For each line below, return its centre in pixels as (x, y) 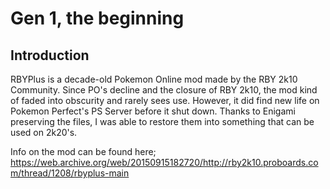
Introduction (50, 55)
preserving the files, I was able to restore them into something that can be (162, 121)
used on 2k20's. (44, 132)
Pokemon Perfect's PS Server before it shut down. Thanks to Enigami (153, 111)
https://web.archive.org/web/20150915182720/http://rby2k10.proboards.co (164, 162)
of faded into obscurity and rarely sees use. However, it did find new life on (165, 100)
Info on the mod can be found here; (83, 151)
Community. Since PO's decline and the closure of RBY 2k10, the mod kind (164, 90)
